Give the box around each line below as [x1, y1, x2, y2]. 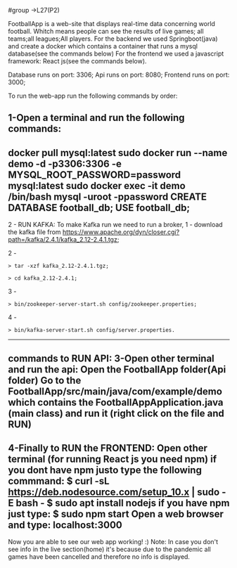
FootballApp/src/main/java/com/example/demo [8, 385, 222, 397]
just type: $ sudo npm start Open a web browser [8, 508, 224, 519]
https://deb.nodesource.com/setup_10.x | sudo [8, 486, 220, 498]
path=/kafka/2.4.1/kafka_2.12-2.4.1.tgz [8, 235, 118, 244]
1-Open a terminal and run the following [8, 112, 185, 124]
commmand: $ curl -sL [8, 475, 110, 487]
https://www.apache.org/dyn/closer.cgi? [63, 228, 180, 236]
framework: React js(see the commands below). [8, 57, 147, 65]
